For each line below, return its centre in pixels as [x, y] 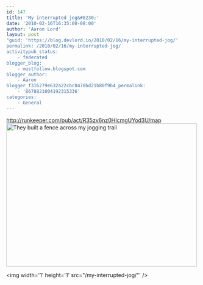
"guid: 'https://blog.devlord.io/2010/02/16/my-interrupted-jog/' [92, 40]
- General [30, 103]
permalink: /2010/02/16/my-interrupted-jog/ [64, 46]
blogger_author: [27, 74]
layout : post [23, 35]
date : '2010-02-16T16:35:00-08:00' [52, 23]
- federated [32, 57]
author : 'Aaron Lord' [34, 29]
